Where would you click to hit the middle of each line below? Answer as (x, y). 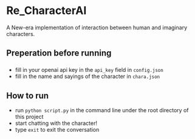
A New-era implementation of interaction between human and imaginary (97, 27)
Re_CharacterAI (46, 11)
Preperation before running (59, 53)
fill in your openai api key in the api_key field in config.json (89, 70)
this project (29, 117)
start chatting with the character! (56, 123)
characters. (21, 34)
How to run (28, 95)
